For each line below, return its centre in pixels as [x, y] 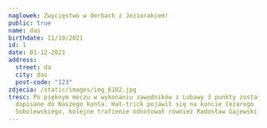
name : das [25, 30]
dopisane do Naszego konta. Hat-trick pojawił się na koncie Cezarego [135, 104]
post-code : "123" [44, 82]
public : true [30, 23]
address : [23, 60]
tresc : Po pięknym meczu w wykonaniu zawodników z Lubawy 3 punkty [122, 97]
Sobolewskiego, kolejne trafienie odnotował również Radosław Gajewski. [138, 112]
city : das [31, 75]
